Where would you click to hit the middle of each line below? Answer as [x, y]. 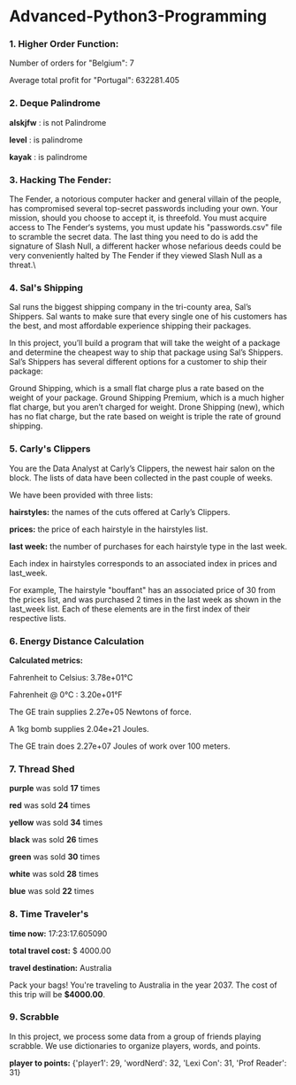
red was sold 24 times [50, 805]
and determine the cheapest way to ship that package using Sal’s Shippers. [146, 352]
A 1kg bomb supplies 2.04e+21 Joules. [79, 728]
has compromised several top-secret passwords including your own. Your [144, 209]
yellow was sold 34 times [56, 823]
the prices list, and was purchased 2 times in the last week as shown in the [145, 599]
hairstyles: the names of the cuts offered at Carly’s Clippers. [120, 512]
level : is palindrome [46, 140]
